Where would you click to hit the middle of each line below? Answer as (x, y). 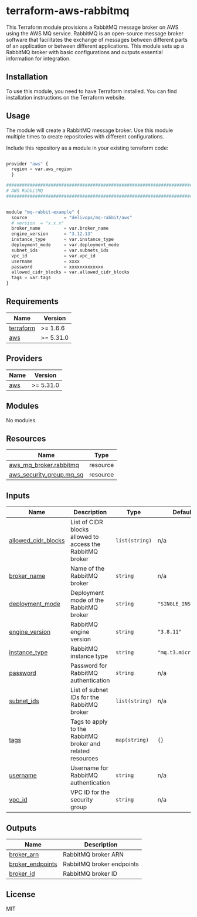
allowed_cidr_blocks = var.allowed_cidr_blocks (71, 272)
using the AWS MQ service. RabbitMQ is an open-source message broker (95, 33)
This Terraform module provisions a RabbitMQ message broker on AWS (92, 27)
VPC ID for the (90, 792)
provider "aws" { (27, 164)
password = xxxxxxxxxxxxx (57, 267)
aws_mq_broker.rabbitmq (44, 465)
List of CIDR (87, 522)
